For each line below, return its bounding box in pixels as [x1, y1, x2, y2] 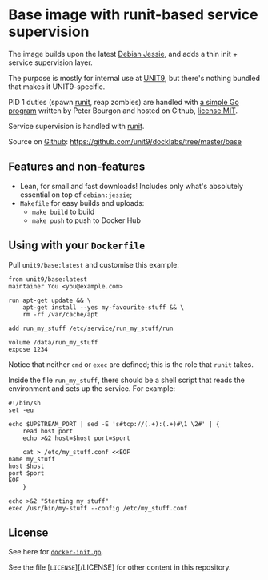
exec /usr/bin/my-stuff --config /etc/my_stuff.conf [8, 504, 188, 512]
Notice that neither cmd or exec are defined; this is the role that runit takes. [8, 359, 254, 369]
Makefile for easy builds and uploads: [19, 198, 145, 207]
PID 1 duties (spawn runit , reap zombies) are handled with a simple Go [8, 97, 240, 107]
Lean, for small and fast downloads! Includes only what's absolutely [19, 181, 244, 191]
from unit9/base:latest [8, 275, 88, 284]
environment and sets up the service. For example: [8, 383, 176, 393]
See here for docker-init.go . [8, 547, 104, 557]
